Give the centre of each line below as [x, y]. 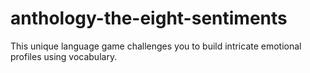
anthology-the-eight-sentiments [149, 18]
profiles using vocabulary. [64, 56]
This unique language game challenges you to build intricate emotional [156, 46]
